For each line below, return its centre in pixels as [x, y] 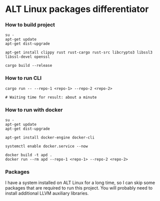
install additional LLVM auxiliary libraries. [47, 194]
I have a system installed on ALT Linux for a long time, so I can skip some [80, 183]
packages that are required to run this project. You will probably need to [79, 188]
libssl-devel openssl [28, 57]
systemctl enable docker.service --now [47, 146]
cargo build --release [29, 66]
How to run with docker [34, 110]
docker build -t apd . [29, 155]
